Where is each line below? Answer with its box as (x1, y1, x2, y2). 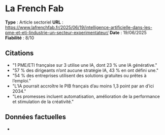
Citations (5, 49, 34, 57)
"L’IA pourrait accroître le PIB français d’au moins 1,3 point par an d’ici (12, 83, 154, 89)
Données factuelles (5, 113, 66, 121)
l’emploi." (12, 78, 31, 83)
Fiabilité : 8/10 (5, 35, 34, 41)
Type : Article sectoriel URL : (5, 19, 64, 25)
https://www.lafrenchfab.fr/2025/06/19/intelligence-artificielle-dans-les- (5, 24, 153, 30)
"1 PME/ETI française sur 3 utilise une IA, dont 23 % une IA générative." (12, 62, 158, 68)
